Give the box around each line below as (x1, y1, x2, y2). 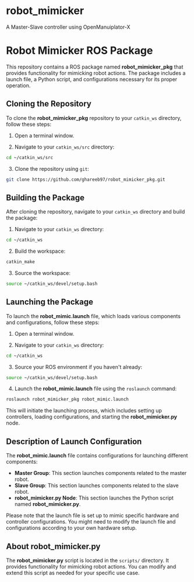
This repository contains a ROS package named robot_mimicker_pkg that (6, 63, 184, 70)
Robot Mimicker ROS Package (6, 44, 153, 57)
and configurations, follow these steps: (6, 319, 100, 326)
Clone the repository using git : (14, 165, 89, 172)
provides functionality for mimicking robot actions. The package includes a (6, 69, 186, 77)
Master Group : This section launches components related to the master (14, 470, 187, 477)
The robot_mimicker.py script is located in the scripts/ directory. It (6, 557, 169, 564)
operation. (6, 82, 31, 89)
